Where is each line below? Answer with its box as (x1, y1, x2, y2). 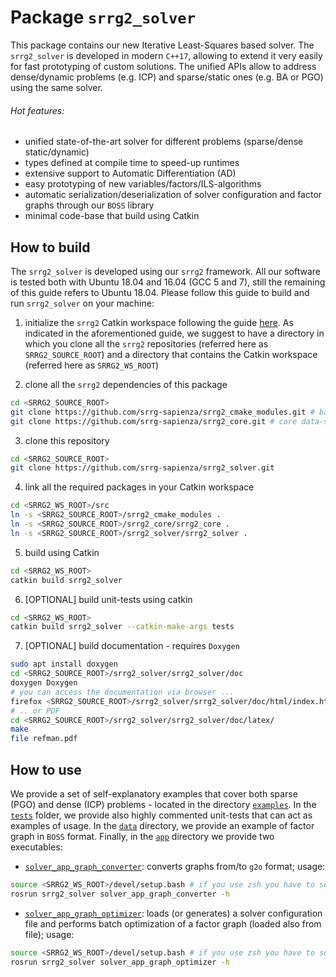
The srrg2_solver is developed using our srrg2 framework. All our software (10, 265, 321, 277)
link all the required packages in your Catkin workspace (24, 481, 255, 493)
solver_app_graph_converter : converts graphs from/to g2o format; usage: (24, 861, 326, 873)
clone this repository (24, 434, 110, 446)
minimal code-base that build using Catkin (24, 210, 200, 222)
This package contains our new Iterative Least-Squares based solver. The (10, 39, 315, 51)
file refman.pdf (10, 734, 78, 744)
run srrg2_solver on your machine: (10, 297, 155, 309)
